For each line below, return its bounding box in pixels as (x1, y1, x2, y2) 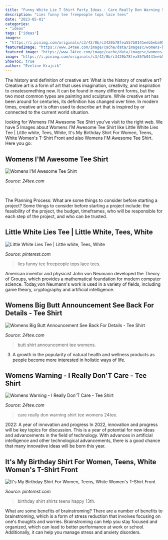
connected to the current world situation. (5, 109, 89, 116)
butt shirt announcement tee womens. (17, 342, 96, 348)
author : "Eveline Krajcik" (5, 63, 61, 68)
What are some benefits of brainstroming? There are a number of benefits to (5, 508, 163, 514)
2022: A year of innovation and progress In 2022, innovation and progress (5, 421, 158, 427)
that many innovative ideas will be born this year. (5, 443, 106, 449)
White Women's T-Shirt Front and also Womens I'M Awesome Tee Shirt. (5, 135, 153, 141)
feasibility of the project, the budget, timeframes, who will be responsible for (5, 208, 163, 214)
